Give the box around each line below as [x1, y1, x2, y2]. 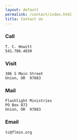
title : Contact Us [5, 16, 43, 21]
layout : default [5, 7, 39, 12]
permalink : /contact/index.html [5, 12, 72, 17]
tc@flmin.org [5, 130, 32, 135]
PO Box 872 [5, 103, 28, 108]
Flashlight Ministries [5, 98, 52, 103]
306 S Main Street [5, 71, 43, 76]
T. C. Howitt [5, 44, 32, 49]
